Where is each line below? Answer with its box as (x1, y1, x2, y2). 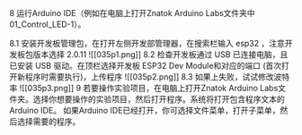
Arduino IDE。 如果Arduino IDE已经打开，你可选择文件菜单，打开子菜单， (9, 105, 280, 115)
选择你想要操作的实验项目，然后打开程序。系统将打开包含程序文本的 (32, 94, 285, 105)
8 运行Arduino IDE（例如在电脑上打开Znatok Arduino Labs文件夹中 (9, 8, 256, 18)
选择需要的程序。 (16, 116, 81, 127)
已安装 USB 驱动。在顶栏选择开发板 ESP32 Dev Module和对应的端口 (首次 (9, 61, 282, 71)
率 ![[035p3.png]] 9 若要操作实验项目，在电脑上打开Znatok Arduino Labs (9, 83, 279, 93)
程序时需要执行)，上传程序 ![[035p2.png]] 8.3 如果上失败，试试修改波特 (24, 72, 290, 82)
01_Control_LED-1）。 (9, 19, 86, 30)
